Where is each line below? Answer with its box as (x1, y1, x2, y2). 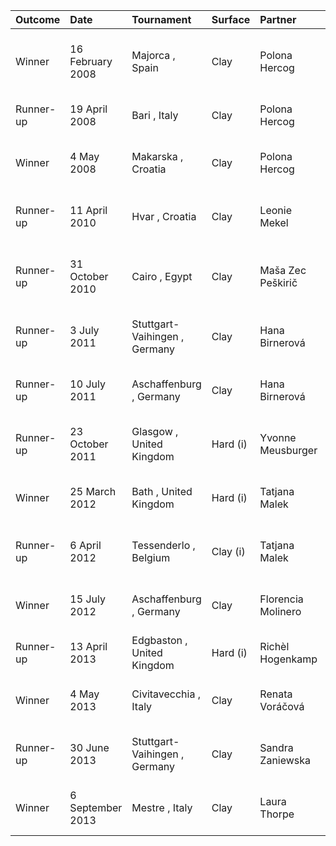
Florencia (259, 592, 304, 606)
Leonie (259, 204, 292, 217)
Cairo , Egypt (131, 270, 193, 283)
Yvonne (259, 431, 297, 444)
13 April (69, 640, 108, 653)
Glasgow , (131, 425, 179, 438)
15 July (69, 592, 106, 606)
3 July (69, 324, 100, 337)
